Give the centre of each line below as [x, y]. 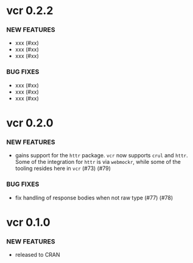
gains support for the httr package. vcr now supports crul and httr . [101, 155]
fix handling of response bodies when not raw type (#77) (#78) [94, 198]
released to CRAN [37, 255]
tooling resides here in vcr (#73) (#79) [63, 168]
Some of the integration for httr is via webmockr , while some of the [98, 162]
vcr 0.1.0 [28, 222]
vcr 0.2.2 [30, 11]
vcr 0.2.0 [30, 123]
